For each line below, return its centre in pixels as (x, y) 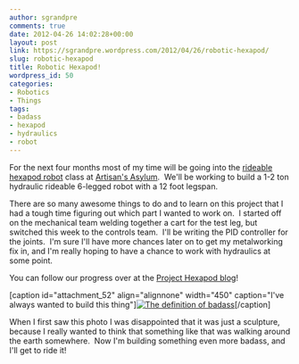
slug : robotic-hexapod (51, 59)
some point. (31, 261)
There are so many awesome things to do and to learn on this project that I (146, 203)
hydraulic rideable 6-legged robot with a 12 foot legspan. (114, 186)
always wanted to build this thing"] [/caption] (140, 304)
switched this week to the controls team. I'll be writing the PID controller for (149, 232)
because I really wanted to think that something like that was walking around (150, 331)
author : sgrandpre (43, 17)
